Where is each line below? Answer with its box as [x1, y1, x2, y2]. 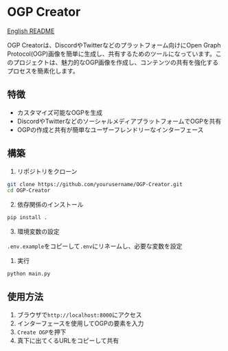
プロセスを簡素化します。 [7, 67, 79, 75]
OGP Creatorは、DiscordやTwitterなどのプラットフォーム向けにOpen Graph [7, 41, 221, 49]
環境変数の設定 [16, 227, 60, 236]
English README [7, 27, 55, 35]
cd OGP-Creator [7, 187, 51, 194]
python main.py [7, 271, 51, 278]
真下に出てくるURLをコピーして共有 [16, 336, 119, 344]
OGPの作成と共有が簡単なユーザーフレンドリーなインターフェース [16, 125, 204, 134]
